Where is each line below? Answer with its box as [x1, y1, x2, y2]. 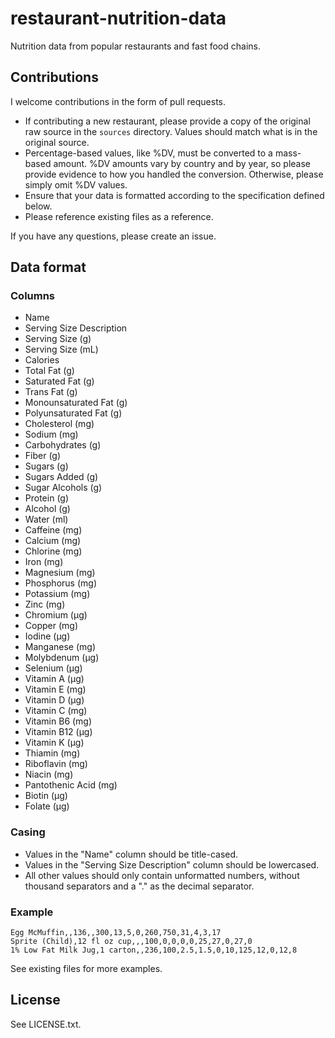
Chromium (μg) [24, 609, 88, 621]
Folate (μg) [24, 800, 70, 812]
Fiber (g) [24, 450, 62, 462]
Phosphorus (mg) [24, 577, 97, 589]
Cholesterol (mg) [24, 418, 95, 430]
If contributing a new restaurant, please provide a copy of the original [24, 115, 311, 127]
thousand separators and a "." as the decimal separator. [24, 880, 255, 892]
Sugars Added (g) [24, 471, 99, 483]
